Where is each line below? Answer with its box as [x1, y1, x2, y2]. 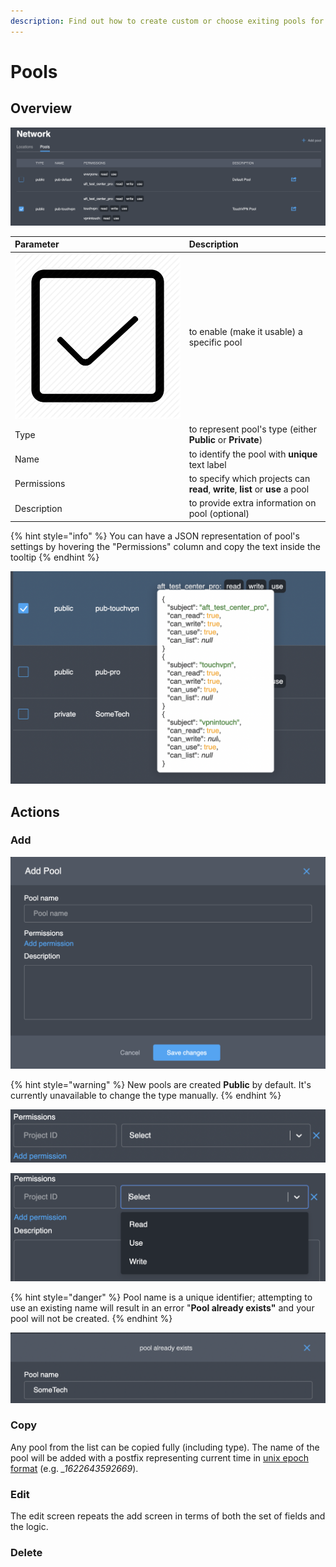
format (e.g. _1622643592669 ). [10, 1462, 139, 1474]
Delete [10, 1546, 43, 1560]
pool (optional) [188, 508, 250, 520]
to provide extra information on [188, 497, 317, 509]
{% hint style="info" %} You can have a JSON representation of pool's [10, 530, 300, 542]
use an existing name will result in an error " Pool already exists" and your [10, 1301, 315, 1314]
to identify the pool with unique [188, 448, 318, 460]
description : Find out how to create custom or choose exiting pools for [10, 16, 325, 26]
